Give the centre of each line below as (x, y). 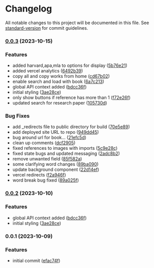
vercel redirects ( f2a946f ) (39, 175)
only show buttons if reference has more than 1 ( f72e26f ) (71, 98)
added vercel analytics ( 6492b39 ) (48, 71)
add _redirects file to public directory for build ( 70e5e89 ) (71, 127)
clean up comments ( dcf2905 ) (44, 143)
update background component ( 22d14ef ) (56, 169)
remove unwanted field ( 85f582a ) (47, 159)
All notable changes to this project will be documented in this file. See (77, 23)
